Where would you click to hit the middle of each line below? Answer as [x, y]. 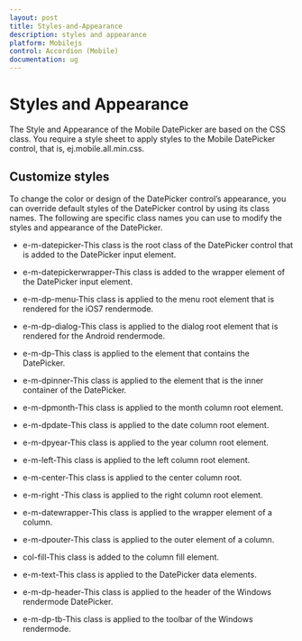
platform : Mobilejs [46, 43]
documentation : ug [44, 60]
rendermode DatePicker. [68, 601]
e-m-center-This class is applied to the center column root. [132, 477]
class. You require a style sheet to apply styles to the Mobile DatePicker [142, 139]
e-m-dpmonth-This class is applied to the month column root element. [153, 407]
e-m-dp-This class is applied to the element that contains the [136, 353]
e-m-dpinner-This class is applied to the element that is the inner [143, 380]
